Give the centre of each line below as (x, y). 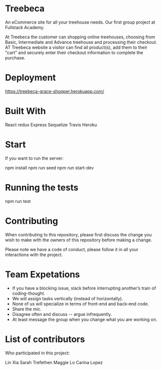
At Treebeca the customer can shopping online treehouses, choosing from (80, 37)
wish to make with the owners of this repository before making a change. (79, 240)
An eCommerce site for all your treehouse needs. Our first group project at (80, 22)
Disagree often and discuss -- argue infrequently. (62, 314)
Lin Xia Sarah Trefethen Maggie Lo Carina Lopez (54, 362)
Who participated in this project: (37, 353)
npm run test (18, 201)
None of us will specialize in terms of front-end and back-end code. (81, 304)
